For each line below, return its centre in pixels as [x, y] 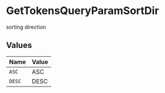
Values [19, 45]
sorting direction [26, 27]
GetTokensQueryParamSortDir [82, 11]
